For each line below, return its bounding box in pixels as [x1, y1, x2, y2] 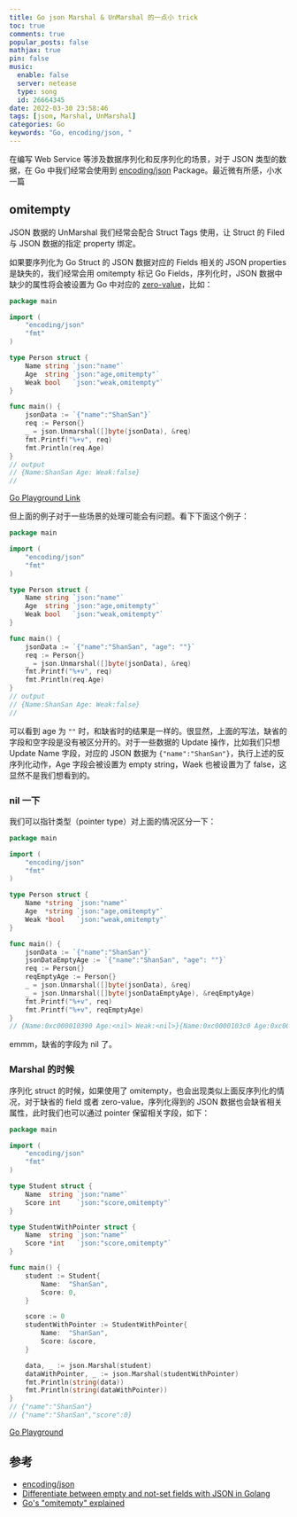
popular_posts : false [9, 37, 89, 47]
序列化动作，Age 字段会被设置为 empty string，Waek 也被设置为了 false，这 [9, 759, 287, 770]
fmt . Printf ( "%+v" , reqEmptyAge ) [25, 1005, 144, 1014]
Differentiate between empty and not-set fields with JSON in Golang [21, 1488, 271, 1498]
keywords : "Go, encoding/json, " [9, 129, 133, 137]
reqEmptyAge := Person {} [25, 973, 117, 981]
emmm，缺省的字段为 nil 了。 [9, 1039, 117, 1050]
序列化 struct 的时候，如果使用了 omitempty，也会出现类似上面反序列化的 [9, 1085, 278, 1096]
